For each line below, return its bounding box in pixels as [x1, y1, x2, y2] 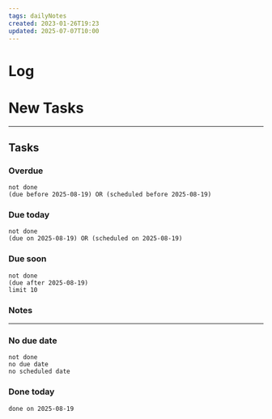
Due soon [8, 253, 47, 265]
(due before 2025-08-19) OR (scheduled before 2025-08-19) [8, 191, 212, 199]
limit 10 [8, 286, 38, 294]
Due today [8, 209, 50, 221]
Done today [8, 386, 55, 397]
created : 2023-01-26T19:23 [8, 19, 100, 28]
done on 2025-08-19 [8, 404, 74, 413]
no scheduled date [8, 367, 70, 376]
